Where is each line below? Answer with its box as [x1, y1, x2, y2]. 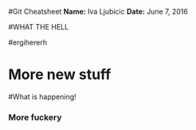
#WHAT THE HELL [8, 22, 69, 31]
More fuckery [8, 112, 62, 123]
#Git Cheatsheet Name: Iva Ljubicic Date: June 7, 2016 [8, 7, 189, 16]
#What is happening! [8, 92, 77, 101]
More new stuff [8, 65, 112, 84]
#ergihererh [8, 37, 48, 47]
